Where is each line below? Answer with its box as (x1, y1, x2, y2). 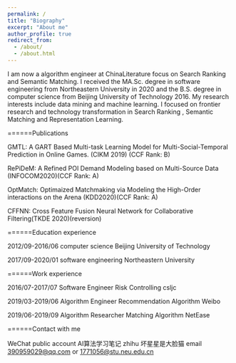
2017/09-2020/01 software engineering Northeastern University (7, 256, 195, 264)
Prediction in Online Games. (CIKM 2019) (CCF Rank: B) (7, 150, 171, 159)
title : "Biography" (7, 17, 66, 24)
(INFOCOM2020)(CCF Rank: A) (7, 172, 100, 180)
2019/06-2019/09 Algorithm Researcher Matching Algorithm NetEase (7, 310, 210, 319)
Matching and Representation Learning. (7, 115, 123, 123)
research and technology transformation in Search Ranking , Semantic (7, 107, 214, 116)
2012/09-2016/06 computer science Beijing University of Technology (7, 241, 210, 250)
